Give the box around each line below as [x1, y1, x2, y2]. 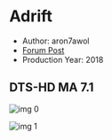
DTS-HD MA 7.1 [9, 80, 94, 95]
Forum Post [21, 44, 65, 55]
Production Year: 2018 [21, 54, 104, 65]
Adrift [9, 6, 53, 27]
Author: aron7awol [21, 35, 90, 46]
